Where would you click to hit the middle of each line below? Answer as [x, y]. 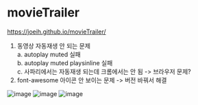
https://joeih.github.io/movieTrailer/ [57, 32]
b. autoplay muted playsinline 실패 [65, 62]
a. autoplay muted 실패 [49, 54]
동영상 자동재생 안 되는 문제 [54, 45]
